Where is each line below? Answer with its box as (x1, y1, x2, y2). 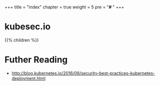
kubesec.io (4, 21, 51, 32)
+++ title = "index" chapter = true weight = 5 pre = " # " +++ (4, 4, 124, 10)
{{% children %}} (4, 37, 39, 43)
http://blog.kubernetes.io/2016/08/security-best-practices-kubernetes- (11, 70, 155, 76)
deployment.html (11, 75, 46, 81)
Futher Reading (4, 54, 68, 65)
